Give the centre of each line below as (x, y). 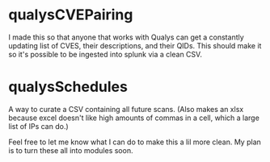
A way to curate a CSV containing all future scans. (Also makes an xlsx (126, 109)
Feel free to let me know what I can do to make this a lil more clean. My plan (135, 142)
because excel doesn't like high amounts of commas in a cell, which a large (134, 118)
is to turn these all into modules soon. (71, 150)
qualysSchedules (68, 87)
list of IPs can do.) (38, 126)
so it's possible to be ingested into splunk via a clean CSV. (105, 54)
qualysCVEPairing (71, 15)
